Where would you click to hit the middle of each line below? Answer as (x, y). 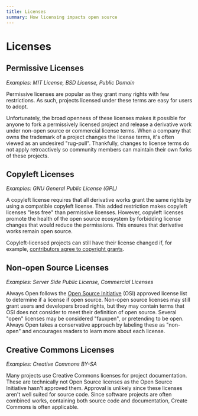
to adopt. (17, 107)
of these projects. (27, 156)
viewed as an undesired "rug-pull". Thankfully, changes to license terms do (98, 143)
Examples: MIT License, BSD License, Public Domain (70, 82)
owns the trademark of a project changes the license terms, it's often (90, 137)
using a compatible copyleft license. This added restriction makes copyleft (97, 206)
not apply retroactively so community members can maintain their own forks (99, 149)
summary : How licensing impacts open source (62, 17)
